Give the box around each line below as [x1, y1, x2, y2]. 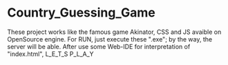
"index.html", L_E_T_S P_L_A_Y [7, 50, 95, 58]
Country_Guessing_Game [7, 5, 155, 21]
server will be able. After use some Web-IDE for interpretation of [7, 42, 191, 50]
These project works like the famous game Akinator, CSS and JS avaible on [7, 28, 222, 36]
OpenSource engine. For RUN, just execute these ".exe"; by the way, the [7, 35, 213, 43]
